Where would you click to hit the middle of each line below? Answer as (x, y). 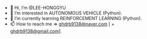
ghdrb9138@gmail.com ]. (36, 31)
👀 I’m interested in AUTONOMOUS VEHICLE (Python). (66, 13)
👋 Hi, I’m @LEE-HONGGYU (38, 8)
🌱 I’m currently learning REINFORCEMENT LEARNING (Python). (76, 18)
